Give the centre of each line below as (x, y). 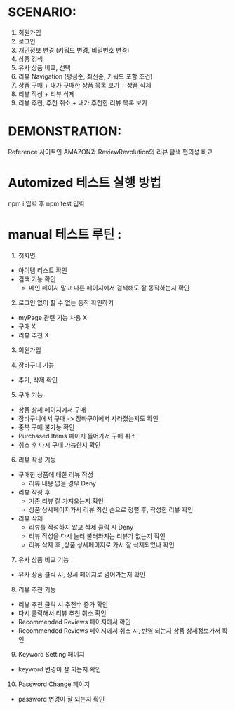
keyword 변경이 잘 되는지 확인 (59, 669)
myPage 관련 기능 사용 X (52, 317)
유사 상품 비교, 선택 (44, 67)
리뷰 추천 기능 (37, 589)
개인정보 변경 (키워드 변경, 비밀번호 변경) (74, 50)
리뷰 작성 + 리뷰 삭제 (46, 94)
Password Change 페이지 (54, 684)
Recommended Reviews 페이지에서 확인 (75, 622)
